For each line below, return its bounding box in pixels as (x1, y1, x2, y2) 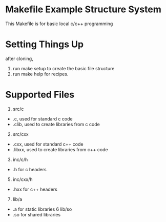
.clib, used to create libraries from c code (12, 121, 100, 127)
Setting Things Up (5, 38, 84, 50)
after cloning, (5, 55, 33, 62)
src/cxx (12, 131, 29, 137)
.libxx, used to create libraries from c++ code (12, 146, 109, 152)
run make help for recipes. (12, 71, 69, 77)
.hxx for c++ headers (12, 186, 57, 192)
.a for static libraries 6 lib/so (12, 206, 72, 212)
